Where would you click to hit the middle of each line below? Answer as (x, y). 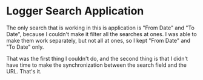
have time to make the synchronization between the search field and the (96, 65)
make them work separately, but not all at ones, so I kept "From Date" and (98, 40)
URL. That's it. (24, 71)
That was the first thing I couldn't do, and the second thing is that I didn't (97, 58)
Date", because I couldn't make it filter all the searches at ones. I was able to (101, 34)
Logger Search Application (75, 11)
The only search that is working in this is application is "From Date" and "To (101, 28)
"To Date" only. (25, 47)
